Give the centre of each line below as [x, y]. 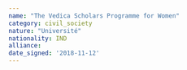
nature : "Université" [45, 31]
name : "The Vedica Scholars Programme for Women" [94, 16]
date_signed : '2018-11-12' [54, 53]
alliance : [25, 46]
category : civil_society [50, 23]
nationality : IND [38, 38]
